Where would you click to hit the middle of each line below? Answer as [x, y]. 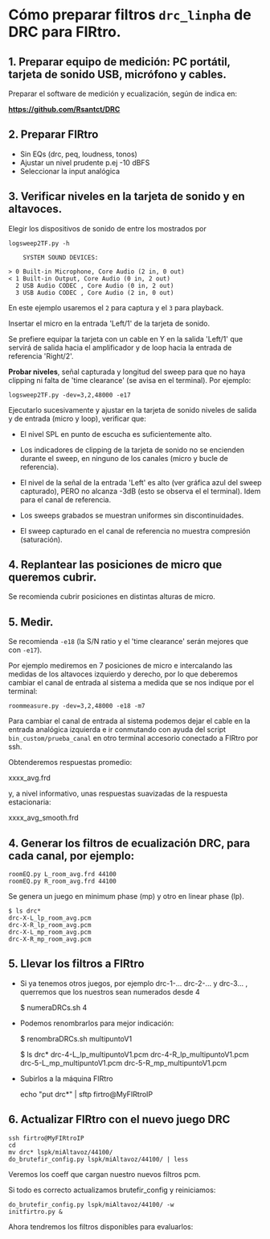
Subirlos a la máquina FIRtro [67, 1079]
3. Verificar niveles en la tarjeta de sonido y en [127, 196]
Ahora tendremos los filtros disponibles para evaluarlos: [101, 1226]
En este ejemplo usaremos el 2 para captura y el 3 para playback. [116, 307]
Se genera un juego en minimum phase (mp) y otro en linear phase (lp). [127, 896]
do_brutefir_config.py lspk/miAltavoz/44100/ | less [98, 1159]
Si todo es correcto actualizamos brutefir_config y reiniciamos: [112, 1190]
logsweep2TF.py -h [39, 243]
